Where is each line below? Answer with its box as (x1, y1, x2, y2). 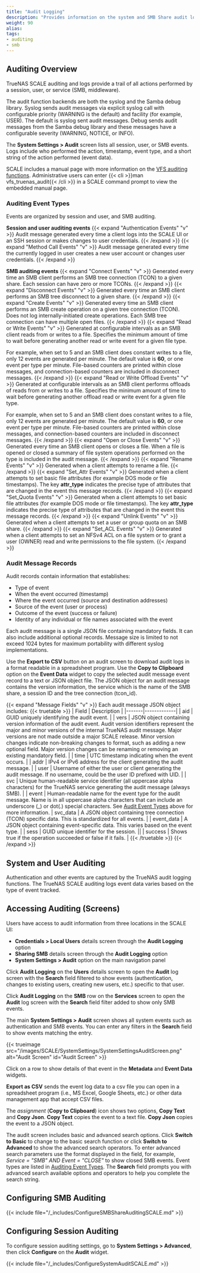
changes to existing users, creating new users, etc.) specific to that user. (6, 981, 185, 988)
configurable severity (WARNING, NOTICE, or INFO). (6, 129, 135, 137)
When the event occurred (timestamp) (14, 591, 109, 598)
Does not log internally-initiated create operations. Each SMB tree (6, 311, 167, 319)
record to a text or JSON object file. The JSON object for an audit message (6, 677, 190, 684)
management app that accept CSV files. (6, 1095, 104, 1102)
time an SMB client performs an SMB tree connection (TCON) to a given (6, 274, 183, 281)
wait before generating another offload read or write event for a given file (6, 393, 186, 400)
